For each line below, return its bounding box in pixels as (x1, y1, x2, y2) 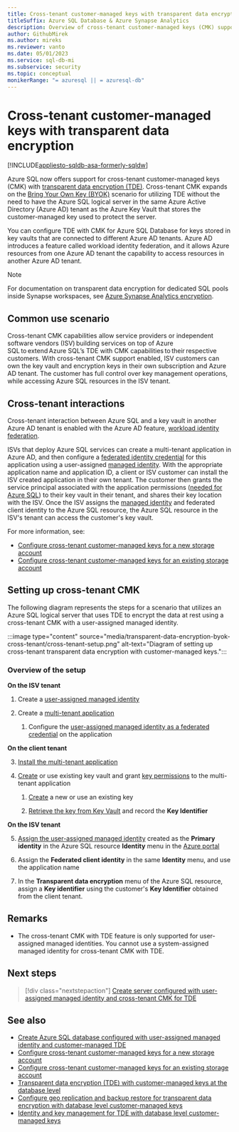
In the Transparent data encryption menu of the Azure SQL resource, (17, 877, 223, 886)
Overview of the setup (7, 665, 86, 675)
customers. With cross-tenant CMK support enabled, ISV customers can (7, 354, 220, 363)
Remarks (7, 913, 48, 925)
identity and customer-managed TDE (17, 1041, 127, 1049)
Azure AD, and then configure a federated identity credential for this (7, 453, 207, 461)
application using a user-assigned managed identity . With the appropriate (7, 460, 223, 468)
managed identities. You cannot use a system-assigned (46, 939, 209, 948)
